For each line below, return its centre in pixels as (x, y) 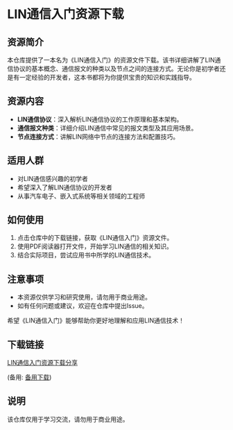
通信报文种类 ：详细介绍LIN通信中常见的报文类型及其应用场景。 (107, 128)
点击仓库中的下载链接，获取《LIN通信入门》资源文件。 (95, 238)
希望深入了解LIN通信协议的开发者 (65, 187)
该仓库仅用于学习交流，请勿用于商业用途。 (68, 419)
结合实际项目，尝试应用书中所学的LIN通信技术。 (86, 255)
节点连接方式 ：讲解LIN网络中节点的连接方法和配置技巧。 (98, 137)
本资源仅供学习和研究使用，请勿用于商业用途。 (84, 297)
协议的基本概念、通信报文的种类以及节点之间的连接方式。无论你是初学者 (116, 69)
